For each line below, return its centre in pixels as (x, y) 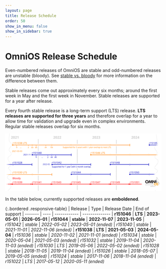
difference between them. (31, 81)
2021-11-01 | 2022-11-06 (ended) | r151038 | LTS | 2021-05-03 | (71, 230)
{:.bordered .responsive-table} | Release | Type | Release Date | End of (77, 208)
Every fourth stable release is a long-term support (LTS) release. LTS (75, 111)
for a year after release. (29, 101)
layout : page (19, 10)
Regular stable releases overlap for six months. (53, 127)
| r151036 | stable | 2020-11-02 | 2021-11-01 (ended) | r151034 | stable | (84, 235)
